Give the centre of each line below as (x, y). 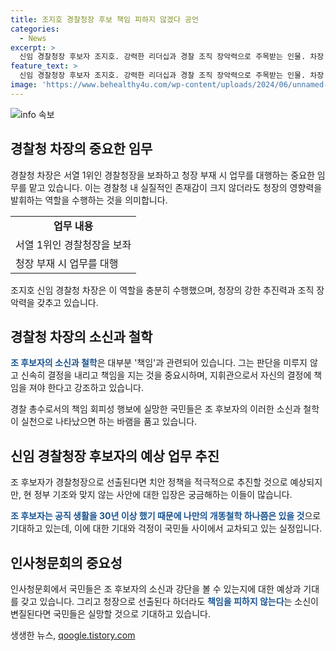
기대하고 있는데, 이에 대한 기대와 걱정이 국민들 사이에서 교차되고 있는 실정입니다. (166, 528)
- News (33, 38)
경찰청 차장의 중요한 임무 (81, 149)
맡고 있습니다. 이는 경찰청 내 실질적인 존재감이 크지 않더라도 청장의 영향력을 (175, 187)
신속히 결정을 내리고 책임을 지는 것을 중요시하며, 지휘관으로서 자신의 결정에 (166, 375)
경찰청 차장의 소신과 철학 (81, 336)
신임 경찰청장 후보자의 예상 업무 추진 (115, 456)
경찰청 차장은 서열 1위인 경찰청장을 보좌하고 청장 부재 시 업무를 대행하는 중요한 (162, 175)
